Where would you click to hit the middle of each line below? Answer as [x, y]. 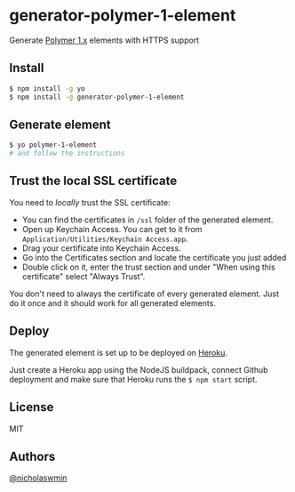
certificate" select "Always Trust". [84, 276]
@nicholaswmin [38, 478]
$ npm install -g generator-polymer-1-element [97, 97]
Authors [32, 456]
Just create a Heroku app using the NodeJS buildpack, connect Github [139, 369]
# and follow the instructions [67, 153]
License [32, 407]
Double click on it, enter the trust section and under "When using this [148, 267]
